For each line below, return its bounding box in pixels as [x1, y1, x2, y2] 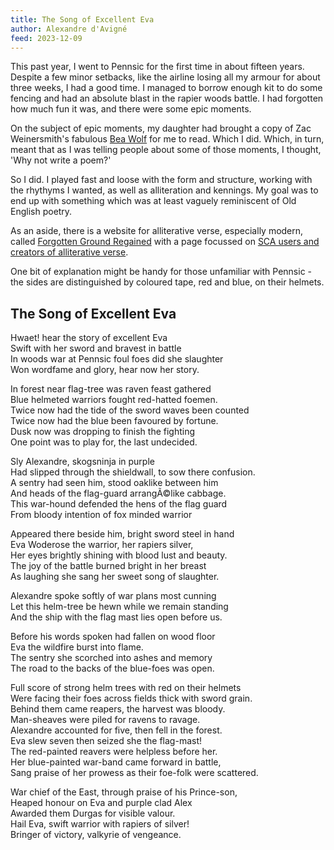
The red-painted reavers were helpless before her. [10, 746, 218, 758]
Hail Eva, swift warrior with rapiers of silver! [10, 818, 190, 830]
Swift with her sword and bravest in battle [10, 342, 182, 355]
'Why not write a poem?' [10, 154, 112, 166]
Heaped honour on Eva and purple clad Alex [10, 797, 193, 809]
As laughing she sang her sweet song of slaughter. [10, 571, 220, 583]
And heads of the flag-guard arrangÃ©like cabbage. [10, 487, 227, 500]
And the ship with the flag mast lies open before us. [10, 611, 223, 623]
